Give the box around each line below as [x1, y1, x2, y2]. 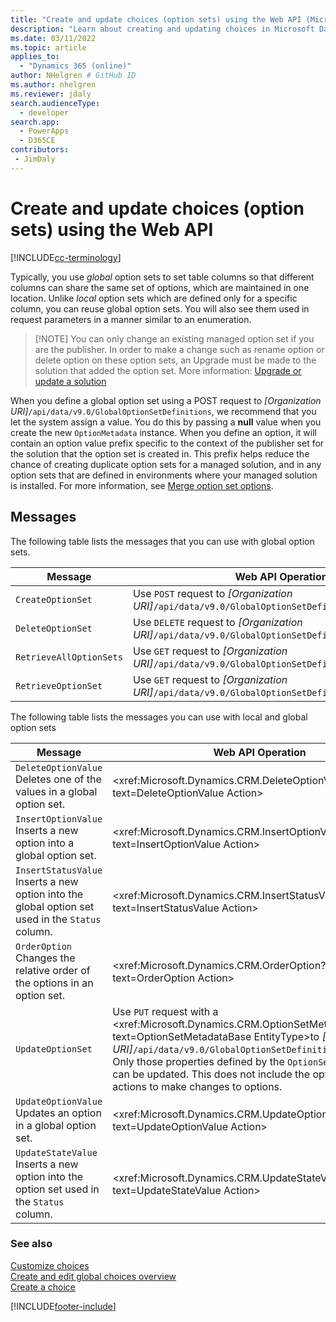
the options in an [15, 976, 94, 990]
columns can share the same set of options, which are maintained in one [10, 281, 310, 293]
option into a [15, 836, 75, 850]
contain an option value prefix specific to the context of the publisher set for [10, 437, 325, 449]
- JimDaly [14, 154, 56, 164]
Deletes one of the [15, 772, 102, 786]
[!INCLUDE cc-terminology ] [10, 251, 122, 263]
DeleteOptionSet [15, 622, 93, 634]
